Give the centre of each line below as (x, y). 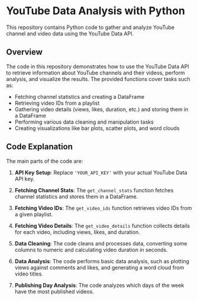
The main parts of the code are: (45, 161)
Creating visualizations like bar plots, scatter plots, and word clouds (97, 128)
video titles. (29, 274)
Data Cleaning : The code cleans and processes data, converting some (101, 243)
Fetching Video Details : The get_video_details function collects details (102, 225)
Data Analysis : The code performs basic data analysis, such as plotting (102, 261)
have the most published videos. (54, 292)
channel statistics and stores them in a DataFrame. (76, 196)
